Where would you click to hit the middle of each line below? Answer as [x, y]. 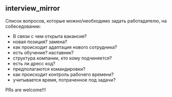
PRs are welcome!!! [26, 90]
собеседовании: [23, 26]
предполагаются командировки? [49, 69]
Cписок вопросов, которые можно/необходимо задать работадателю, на [86, 21]
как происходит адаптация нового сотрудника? [65, 47]
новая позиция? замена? [40, 42]
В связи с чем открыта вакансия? [50, 36]
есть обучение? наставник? [43, 52]
